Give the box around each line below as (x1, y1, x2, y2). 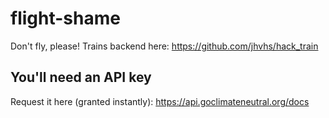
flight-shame (10, 7, 121, 30)
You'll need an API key (10, 69, 152, 86)
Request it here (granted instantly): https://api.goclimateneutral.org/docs (10, 95, 310, 107)
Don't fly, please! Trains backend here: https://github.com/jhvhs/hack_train (10, 40, 319, 52)
